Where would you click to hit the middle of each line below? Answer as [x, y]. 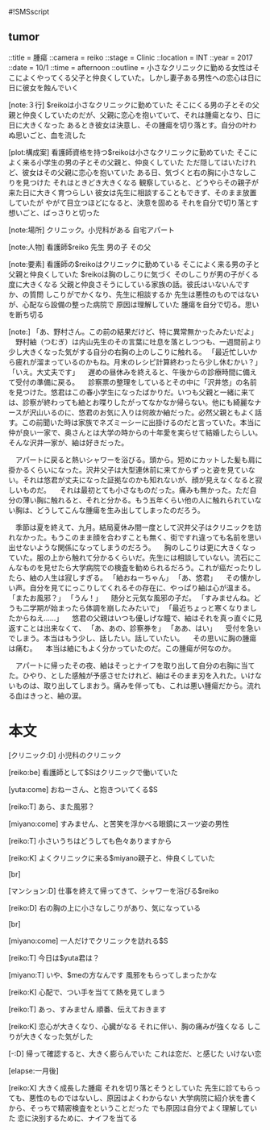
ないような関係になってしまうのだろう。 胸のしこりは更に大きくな [136, 547]
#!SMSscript [29, 12]
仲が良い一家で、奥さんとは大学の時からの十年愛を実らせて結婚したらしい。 [135, 432]
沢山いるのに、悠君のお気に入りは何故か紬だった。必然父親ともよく [142, 412]
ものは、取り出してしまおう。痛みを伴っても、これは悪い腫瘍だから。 [131, 686]
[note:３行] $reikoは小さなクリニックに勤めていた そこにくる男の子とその [130, 105]
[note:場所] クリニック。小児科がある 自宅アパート [91, 230]
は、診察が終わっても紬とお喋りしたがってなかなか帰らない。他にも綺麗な [131, 402]
